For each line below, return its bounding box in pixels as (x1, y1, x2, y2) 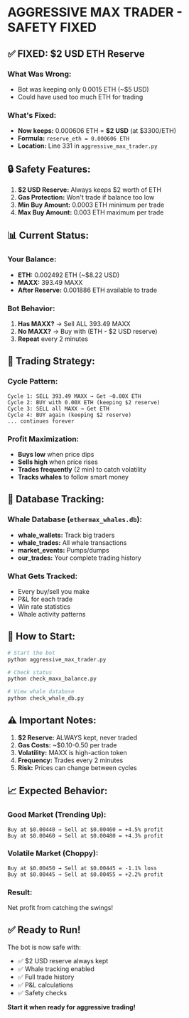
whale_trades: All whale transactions (17, 538, 127, 547)
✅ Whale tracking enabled (17, 964, 94, 973)
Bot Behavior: (7, 303, 55, 313)
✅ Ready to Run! (7, 924, 81, 936)
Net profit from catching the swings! (7, 904, 114, 912)
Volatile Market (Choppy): (7, 848, 99, 858)
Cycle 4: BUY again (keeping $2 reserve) (7, 411, 132, 418)
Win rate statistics (17, 602, 71, 611)
